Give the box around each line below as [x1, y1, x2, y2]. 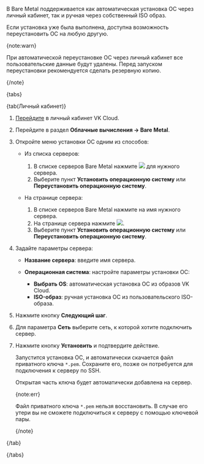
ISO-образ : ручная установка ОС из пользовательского [33, 294, 181, 300]
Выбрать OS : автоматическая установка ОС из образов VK [33, 280, 190, 287]
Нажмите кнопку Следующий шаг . [15, 312, 107, 319]
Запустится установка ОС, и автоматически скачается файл [15, 354, 173, 361]
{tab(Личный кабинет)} [6, 102, 66, 110]
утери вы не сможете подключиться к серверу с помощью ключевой [15, 409, 198, 416]
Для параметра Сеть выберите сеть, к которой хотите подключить [15, 324, 192, 330]
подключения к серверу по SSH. [15, 367, 101, 374]
